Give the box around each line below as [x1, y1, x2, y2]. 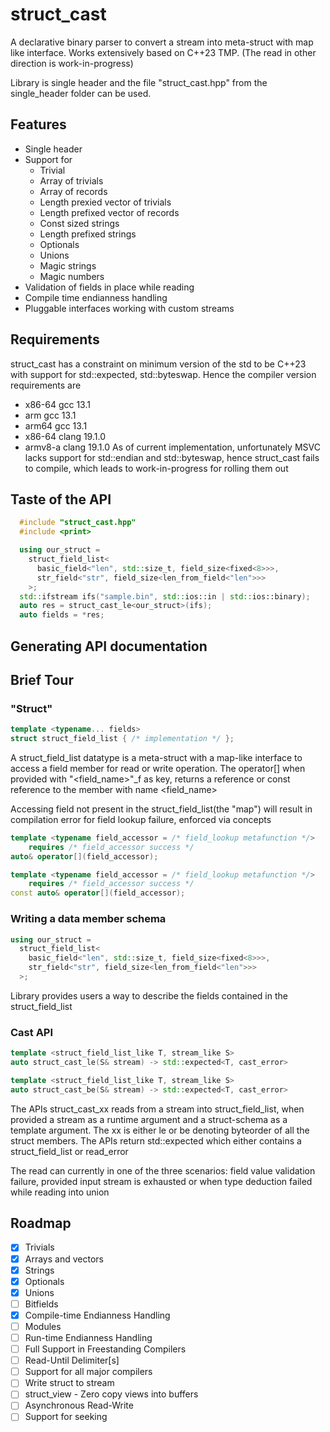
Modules [24, 1320, 62, 1332]
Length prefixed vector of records [39, 206, 180, 218]
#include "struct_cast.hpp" [19, 518, 137, 528]
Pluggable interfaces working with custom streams [24, 302, 235, 314]
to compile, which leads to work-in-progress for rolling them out [24, 462, 289, 474]
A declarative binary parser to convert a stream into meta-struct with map [10, 36, 314, 48]
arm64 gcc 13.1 [24, 419, 88, 432]
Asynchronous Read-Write [24, 1399, 134, 1412]
